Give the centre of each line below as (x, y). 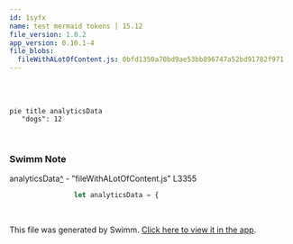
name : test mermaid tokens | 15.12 (76, 26)
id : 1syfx (28, 18)
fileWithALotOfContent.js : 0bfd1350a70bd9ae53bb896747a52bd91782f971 (151, 59)
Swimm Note (38, 158)
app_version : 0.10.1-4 (52, 43)
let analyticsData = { (116, 195)
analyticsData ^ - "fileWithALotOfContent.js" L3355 (103, 179)
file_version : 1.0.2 (48, 34)
